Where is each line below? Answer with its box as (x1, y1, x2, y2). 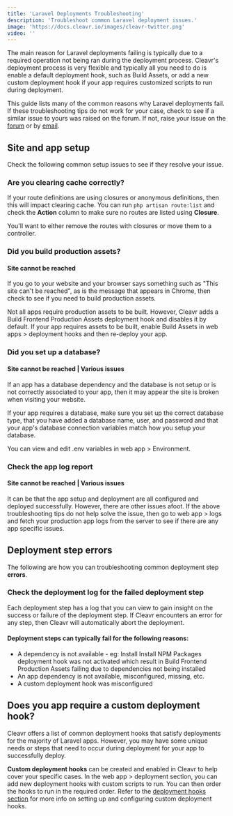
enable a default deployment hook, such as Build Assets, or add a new (7, 71, 209, 80)
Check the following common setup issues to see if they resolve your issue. (7, 160, 224, 169)
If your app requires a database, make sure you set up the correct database (7, 409, 224, 417)
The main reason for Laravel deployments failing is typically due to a (7, 49, 203, 57)
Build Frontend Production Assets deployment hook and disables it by (7, 315, 207, 324)
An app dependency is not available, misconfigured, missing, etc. (17, 672, 205, 681)
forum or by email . (7, 121, 60, 130)
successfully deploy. (7, 751, 66, 760)
